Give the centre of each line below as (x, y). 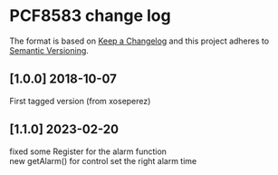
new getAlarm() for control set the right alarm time (103, 160)
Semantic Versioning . (49, 50)
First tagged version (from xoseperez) (80, 101)
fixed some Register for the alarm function (88, 151)
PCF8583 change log (90, 16)
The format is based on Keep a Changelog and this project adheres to (139, 41)
